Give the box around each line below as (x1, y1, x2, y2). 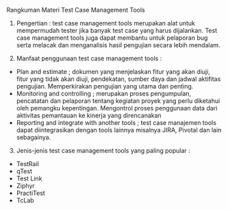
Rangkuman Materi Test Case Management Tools (6, 6, 145, 14)
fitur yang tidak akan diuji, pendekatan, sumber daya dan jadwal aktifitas (16, 75, 221, 83)
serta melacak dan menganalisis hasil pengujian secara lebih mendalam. (16, 41, 220, 49)
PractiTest (16, 189, 45, 197)
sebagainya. (16, 133, 51, 141)
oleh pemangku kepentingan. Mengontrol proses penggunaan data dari (16, 104, 218, 112)
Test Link (16, 174, 42, 183)
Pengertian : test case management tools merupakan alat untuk (16, 19, 196, 27)
